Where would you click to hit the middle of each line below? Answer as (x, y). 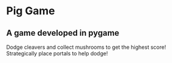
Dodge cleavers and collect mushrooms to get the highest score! (86, 47)
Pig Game (31, 11)
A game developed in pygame (63, 33)
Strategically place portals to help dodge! (57, 53)
